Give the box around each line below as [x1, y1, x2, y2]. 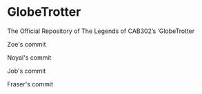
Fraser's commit [7, 80, 54, 88]
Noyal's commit [7, 53, 52, 62]
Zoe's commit [7, 40, 46, 48]
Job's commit [7, 67, 46, 75]
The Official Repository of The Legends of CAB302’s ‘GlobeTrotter [7, 27, 195, 35]
